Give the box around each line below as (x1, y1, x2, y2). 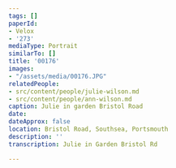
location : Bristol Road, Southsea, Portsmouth (8, 125, 169, 133)
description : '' (8, 132, 63, 140)
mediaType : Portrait (8, 42, 79, 50)
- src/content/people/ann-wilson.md (8, 95, 132, 103)
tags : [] (8, 11, 38, 20)
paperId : (8, 19, 38, 28)
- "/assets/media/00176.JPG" (8, 72, 107, 80)
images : (8, 65, 35, 73)
